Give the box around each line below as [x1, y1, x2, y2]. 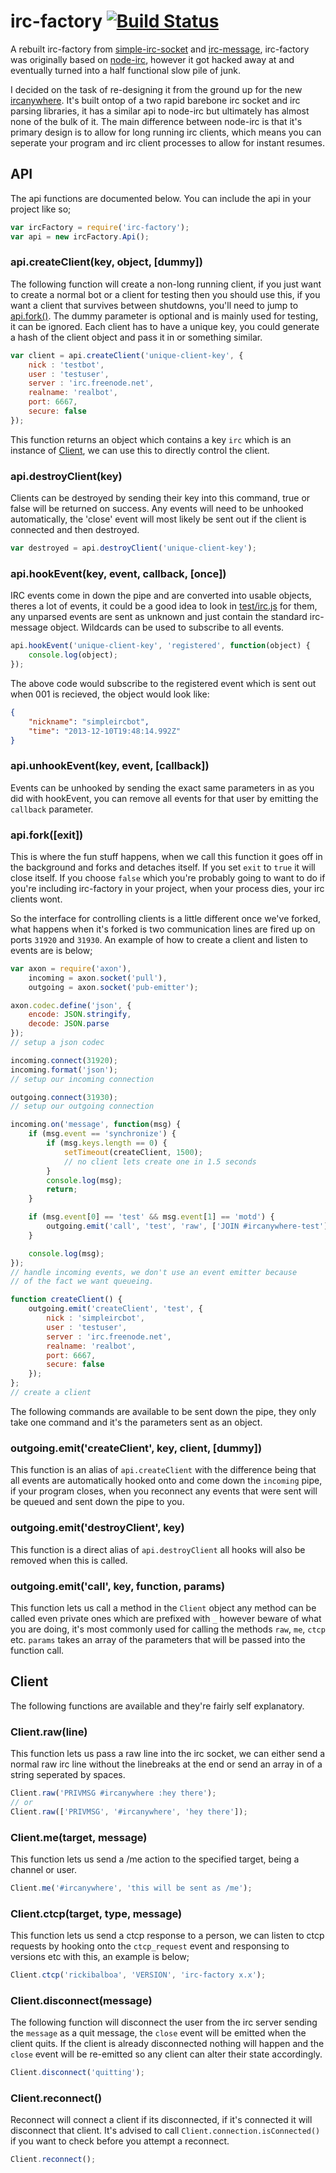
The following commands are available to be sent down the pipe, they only [10, 1405, 317, 1417]
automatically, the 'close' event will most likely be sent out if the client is [10, 513, 307, 525]
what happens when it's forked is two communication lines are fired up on [10, 923, 316, 935]
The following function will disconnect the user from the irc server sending [10, 2016, 318, 2029]
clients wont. [10, 893, 63, 905]
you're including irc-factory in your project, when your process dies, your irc [10, 882, 325, 894]
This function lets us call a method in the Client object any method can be [10, 1601, 317, 1614]
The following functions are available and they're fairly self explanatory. [10, 1700, 305, 1712]
